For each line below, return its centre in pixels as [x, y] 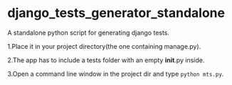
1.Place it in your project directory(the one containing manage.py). [104, 46]
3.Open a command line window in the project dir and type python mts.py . [116, 74]
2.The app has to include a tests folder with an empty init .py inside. [106, 60]
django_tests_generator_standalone [116, 13]
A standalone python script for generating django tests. [88, 33]
